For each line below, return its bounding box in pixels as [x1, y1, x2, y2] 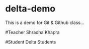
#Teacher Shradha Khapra [5, 29, 60, 35]
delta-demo [5, 3, 56, 14]
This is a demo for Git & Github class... [5, 19, 84, 25]
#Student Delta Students [5, 38, 56, 45]
